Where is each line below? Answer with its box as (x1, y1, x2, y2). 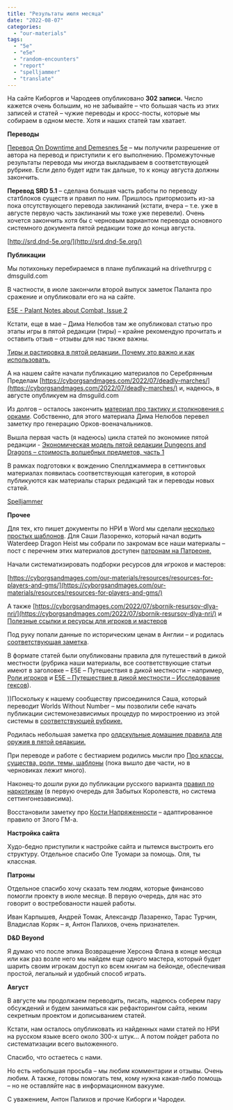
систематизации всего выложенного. (7, 1039, 119, 1048)
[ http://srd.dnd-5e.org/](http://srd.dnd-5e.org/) (7, 237, 143, 246)
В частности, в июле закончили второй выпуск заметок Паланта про (7, 286, 212, 294)
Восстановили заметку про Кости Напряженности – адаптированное (7, 808, 214, 817)
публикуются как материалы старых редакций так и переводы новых (7, 476, 215, 485)
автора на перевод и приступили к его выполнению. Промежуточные (7, 151, 216, 159)
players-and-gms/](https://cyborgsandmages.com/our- (7, 581, 166, 590)
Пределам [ (7, 376, 42, 385)
